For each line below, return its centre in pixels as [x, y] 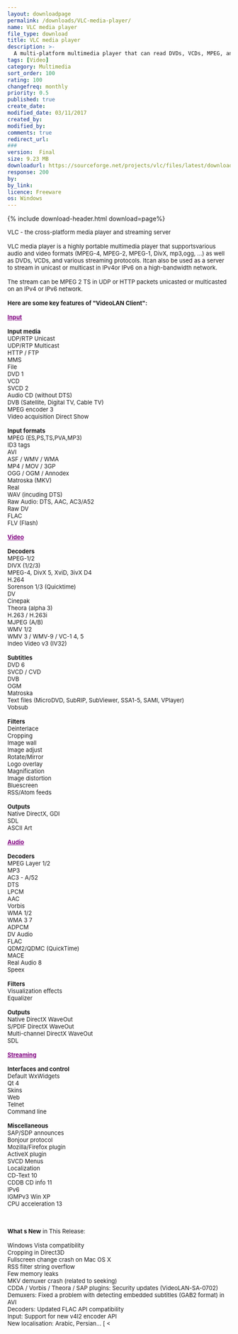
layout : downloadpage [39, 14]
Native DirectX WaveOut [40, 1019]
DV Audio [20, 934]
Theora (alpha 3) [30, 608]
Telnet [16, 1105]
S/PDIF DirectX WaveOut [41, 1027]
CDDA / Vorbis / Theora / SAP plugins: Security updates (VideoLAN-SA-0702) [113, 1288]
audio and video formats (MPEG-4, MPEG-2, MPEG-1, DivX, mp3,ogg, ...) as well [116, 254]
